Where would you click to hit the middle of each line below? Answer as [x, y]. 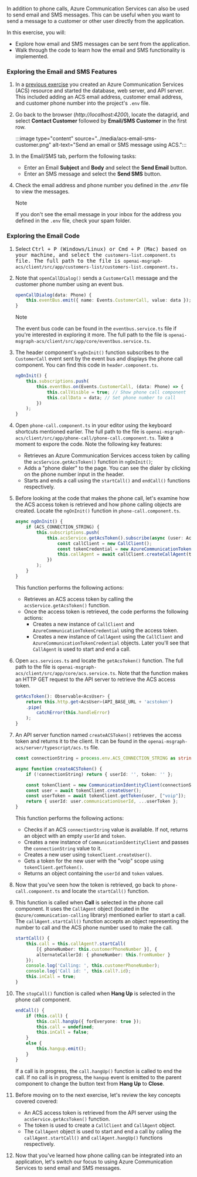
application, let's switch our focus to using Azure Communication [94, 1161]
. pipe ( [34, 707]
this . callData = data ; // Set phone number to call [111, 398]
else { [34, 1043]
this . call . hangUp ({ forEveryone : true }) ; [89, 1021]
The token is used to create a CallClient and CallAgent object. [100, 1125]
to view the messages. [42, 191]
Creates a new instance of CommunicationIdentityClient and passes [106, 842]
